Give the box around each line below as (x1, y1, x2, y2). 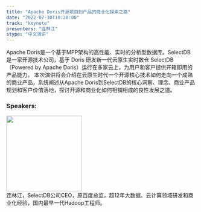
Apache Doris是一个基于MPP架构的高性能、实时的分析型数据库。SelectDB (6, 49, 191, 56)
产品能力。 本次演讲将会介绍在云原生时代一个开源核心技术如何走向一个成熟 (6, 71, 193, 79)
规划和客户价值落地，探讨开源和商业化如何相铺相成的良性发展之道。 (6, 86, 176, 94)
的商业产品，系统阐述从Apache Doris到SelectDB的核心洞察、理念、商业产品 (6, 79, 195, 86)
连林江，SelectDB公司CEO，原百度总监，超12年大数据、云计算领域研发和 (6, 191, 189, 199)
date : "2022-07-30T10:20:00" (6, 14, 80, 21)
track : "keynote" (6, 20, 50, 26)
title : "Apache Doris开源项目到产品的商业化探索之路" (6, 8, 131, 15)
